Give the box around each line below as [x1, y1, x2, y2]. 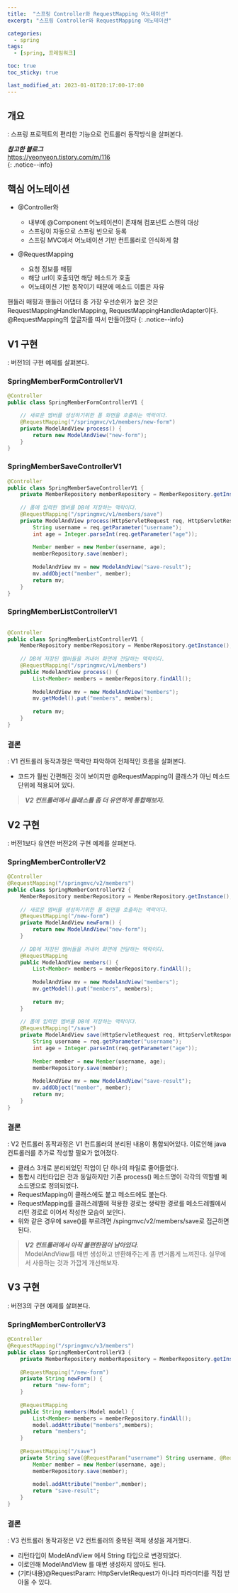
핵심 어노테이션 [7, 182, 70, 195]
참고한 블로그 [7, 145, 44, 153]
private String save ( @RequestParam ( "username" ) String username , [20, 1454, 217, 1462]
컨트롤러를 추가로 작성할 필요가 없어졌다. [7, 1149, 119, 1157]
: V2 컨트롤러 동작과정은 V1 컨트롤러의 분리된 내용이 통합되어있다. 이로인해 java [7, 1140, 227, 1148]
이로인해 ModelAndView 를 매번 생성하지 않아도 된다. [17, 1560, 166, 1569]
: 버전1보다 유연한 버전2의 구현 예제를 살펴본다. [7, 839, 137, 847]
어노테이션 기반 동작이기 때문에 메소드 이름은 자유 [28, 282, 165, 291]
